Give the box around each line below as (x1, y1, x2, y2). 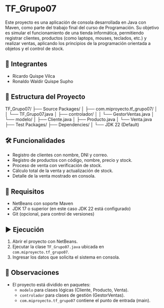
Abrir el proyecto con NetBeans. (12, 238, 78, 244)
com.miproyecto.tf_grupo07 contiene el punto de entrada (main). (19, 297, 151, 303)
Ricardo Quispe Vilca (12, 73, 55, 79)
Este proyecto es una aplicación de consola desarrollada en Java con (5, 19, 147, 25)
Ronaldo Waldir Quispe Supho (12, 78, 73, 84)
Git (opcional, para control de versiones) (12, 211, 95, 217)
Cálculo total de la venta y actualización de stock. (12, 168, 114, 174)
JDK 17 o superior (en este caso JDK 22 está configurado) (12, 206, 131, 212)
